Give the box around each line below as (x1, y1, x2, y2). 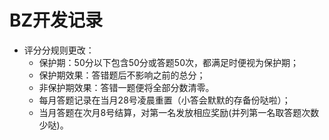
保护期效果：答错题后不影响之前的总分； (38, 69, 206, 81)
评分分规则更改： (23, 44, 95, 56)
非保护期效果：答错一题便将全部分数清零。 (38, 81, 215, 93)
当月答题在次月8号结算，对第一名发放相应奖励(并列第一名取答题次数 (38, 106, 320, 118)
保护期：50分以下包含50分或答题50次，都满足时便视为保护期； (38, 56, 300, 68)
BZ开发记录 (9, 9, 104, 32)
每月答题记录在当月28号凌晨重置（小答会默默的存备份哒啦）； (38, 94, 291, 106)
